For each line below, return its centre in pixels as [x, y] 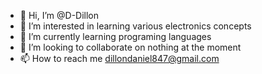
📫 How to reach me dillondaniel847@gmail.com [119, 58]
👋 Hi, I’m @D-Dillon [59, 15]
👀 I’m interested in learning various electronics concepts [135, 26]
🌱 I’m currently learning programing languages [115, 36]
